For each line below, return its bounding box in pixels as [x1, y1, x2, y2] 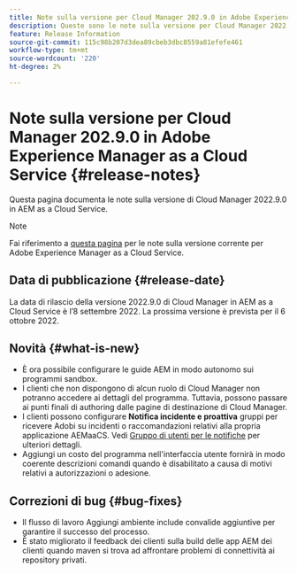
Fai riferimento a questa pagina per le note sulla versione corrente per [9, 237, 263, 248]
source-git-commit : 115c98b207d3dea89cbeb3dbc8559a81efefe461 [9, 37, 243, 47]
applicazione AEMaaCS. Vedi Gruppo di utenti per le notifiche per [21, 430, 261, 441]
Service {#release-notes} [9, 165, 202, 185]
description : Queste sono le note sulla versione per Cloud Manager [9, 21, 267, 30]
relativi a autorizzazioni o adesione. [21, 468, 151, 478]
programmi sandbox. [21, 374, 98, 384]
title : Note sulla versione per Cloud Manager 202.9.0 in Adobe [9, 12, 251, 22]
